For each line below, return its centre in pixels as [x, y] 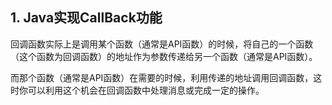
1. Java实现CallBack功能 [86, 18]
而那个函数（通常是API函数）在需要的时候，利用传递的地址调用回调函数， [162, 77]
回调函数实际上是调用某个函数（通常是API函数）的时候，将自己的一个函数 [162, 44]
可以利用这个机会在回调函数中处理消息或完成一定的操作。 [146, 90]
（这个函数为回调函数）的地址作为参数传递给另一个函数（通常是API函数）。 [164, 56]
